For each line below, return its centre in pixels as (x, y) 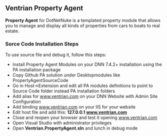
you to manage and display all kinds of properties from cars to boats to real (82, 25)
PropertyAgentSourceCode (40, 80)
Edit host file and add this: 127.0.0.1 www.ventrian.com (70, 112)
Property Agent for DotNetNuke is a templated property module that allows (83, 20)
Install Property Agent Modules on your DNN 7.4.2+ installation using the (87, 64)
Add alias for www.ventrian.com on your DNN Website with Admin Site (85, 96)
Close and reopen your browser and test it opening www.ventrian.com (85, 117)
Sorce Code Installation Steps (42, 43)
